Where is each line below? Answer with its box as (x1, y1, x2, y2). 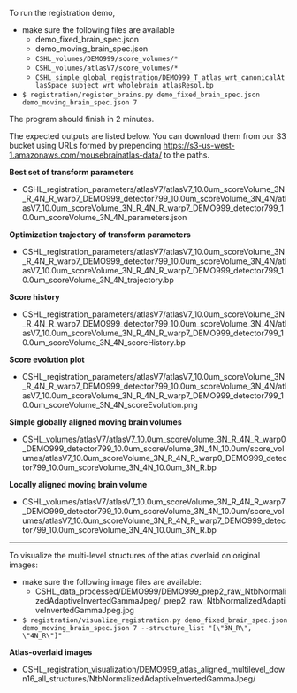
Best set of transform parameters (9, 167, 134, 177)
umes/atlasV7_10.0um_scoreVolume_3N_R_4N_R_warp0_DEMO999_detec (21, 453, 287, 463)
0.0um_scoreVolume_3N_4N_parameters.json (21, 212, 187, 222)
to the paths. (163, 150, 210, 160)
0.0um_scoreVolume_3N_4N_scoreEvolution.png (21, 400, 199, 410)
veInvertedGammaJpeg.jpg (34, 605, 135, 615)
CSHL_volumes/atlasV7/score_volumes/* (34, 64, 179, 73)
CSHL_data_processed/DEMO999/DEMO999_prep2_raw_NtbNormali (34, 586, 287, 597)
